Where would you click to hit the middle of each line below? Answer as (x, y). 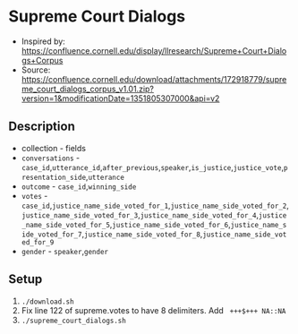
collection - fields (54, 148)
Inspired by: (43, 41)
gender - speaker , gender (65, 251)
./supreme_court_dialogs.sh (73, 321)
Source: (36, 70)
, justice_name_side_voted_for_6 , (170, 224)
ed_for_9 (38, 242)
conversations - (51, 158)
